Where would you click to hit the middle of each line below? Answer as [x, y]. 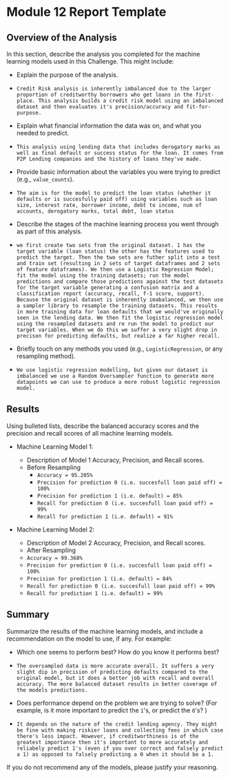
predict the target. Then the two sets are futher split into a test [118, 257]
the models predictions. [52, 690]
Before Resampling [53, 467]
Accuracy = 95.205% [65, 475]
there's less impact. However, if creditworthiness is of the [107, 736]
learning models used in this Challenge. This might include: [90, 61]
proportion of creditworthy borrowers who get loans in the [104, 95]
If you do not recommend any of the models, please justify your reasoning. [112, 767]
